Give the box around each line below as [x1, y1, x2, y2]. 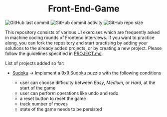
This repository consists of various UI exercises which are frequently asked [5, 29, 160, 35]
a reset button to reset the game [19, 95, 86, 101]
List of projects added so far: [5, 60, 65, 66]
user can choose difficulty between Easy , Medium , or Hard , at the [19, 79, 156, 85]
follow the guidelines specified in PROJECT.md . [5, 50, 103, 56]
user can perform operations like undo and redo [19, 90, 119, 96]
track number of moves [19, 100, 68, 106]
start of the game [19, 84, 56, 90]
